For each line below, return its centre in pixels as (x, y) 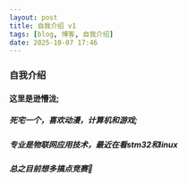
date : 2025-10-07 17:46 (54, 42)
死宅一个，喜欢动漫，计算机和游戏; (73, 121)
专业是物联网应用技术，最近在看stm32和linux (93, 145)
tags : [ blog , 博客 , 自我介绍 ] (61, 34)
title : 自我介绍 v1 (43, 26)
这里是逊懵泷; (34, 98)
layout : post (34, 17)
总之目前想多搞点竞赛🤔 (51, 169)
